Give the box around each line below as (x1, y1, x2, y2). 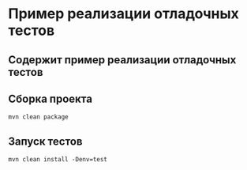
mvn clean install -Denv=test (8, 156, 108, 164)
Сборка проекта (8, 92, 93, 105)
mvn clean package (8, 113, 69, 121)
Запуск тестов (8, 134, 83, 148)
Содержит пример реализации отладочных (8, 53, 237, 66)
